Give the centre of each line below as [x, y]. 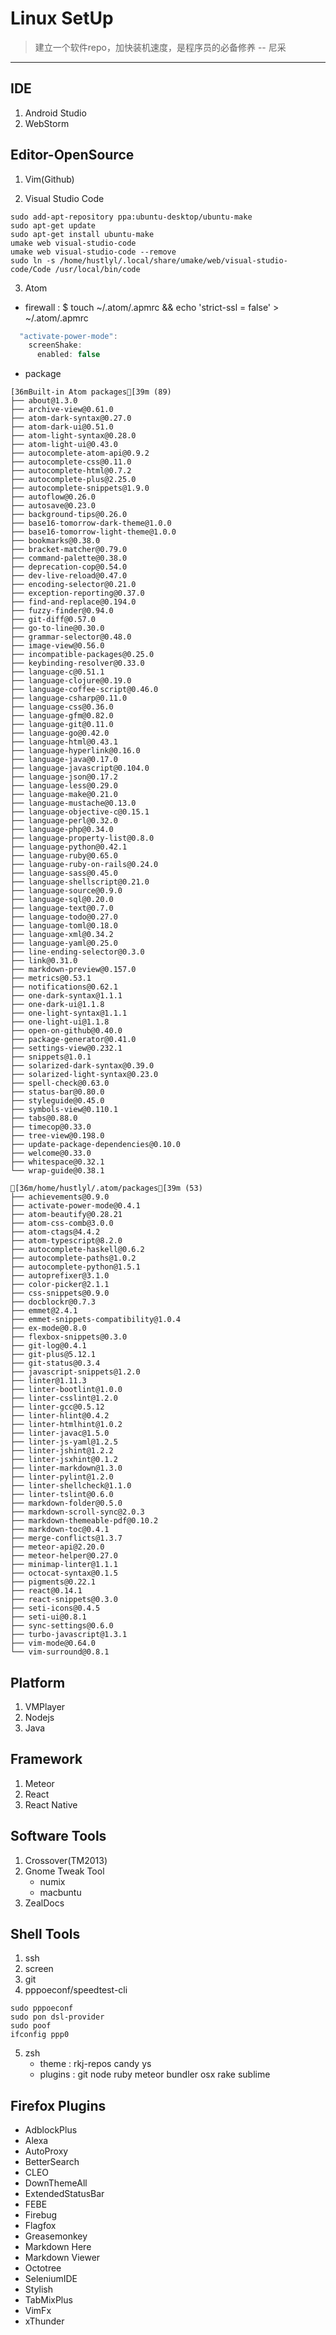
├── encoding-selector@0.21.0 [73, 585]
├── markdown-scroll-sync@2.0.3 [77, 1512]
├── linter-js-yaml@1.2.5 [64, 1442]
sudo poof [31, 2026]
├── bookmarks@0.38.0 [55, 541]
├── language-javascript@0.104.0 [80, 768]
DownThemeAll [56, 2183]
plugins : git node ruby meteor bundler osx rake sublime [155, 2074]
